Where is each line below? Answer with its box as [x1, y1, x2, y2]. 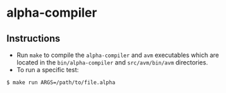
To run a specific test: [16, 66, 79, 74]
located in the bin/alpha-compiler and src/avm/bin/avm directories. [16, 58, 209, 67]
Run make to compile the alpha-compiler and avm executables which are [16, 51, 219, 59]
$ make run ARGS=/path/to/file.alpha [6, 79, 116, 86]
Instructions [6, 33, 60, 44]
